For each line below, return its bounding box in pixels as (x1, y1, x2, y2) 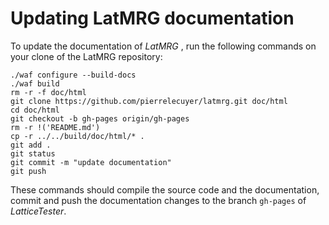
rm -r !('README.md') (10, 122, 101, 132)
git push (10, 166, 47, 176)
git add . (10, 140, 52, 150)
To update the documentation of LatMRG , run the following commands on (10, 40, 317, 52)
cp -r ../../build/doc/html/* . (10, 131, 145, 141)
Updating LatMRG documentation (10, 7, 295, 30)
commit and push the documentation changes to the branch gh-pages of (10, 194, 307, 206)
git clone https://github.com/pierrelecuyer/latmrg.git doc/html (10, 96, 288, 106)
